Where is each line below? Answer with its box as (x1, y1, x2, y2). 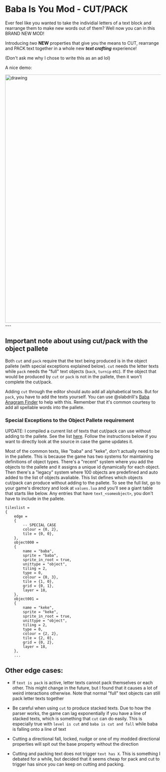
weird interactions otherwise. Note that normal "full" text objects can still (12, 690, 161, 696)
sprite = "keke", (23, 610, 58, 615)
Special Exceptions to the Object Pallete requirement (5, 417, 134, 423)
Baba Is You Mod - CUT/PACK (5, 3, 128, 15)
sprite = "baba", (23, 553, 58, 558)
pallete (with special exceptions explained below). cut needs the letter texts (5, 363, 159, 369)
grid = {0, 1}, (23, 583, 54, 589)
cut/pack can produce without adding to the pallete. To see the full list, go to (5, 480, 161, 486)
